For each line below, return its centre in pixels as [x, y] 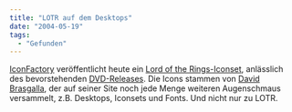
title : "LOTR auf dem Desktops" [71, 18]
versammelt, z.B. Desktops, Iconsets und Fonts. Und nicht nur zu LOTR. [144, 98]
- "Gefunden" [42, 43]
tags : [20, 35]
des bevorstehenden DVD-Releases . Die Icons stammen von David [135, 79]
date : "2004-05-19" [47, 26]
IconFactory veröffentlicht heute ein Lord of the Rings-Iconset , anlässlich [146, 69]
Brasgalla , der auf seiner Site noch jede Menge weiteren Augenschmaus [145, 88]
